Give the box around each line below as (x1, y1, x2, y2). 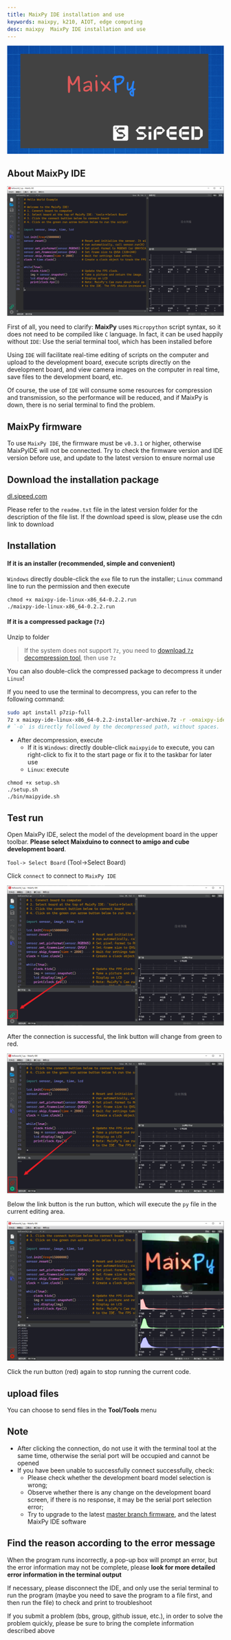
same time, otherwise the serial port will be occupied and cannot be (16, 1451, 210, 1459)
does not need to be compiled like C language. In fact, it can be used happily (7, 330, 223, 338)
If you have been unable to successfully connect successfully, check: (16, 1466, 214, 1475)
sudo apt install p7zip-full (7, 709, 91, 716)
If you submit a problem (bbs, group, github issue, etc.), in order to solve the (7, 1612, 223, 1620)
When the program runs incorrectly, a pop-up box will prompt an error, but (7, 1555, 218, 1564)
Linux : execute (27, 765, 69, 773)
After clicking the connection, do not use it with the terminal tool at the (16, 1444, 217, 1452)
